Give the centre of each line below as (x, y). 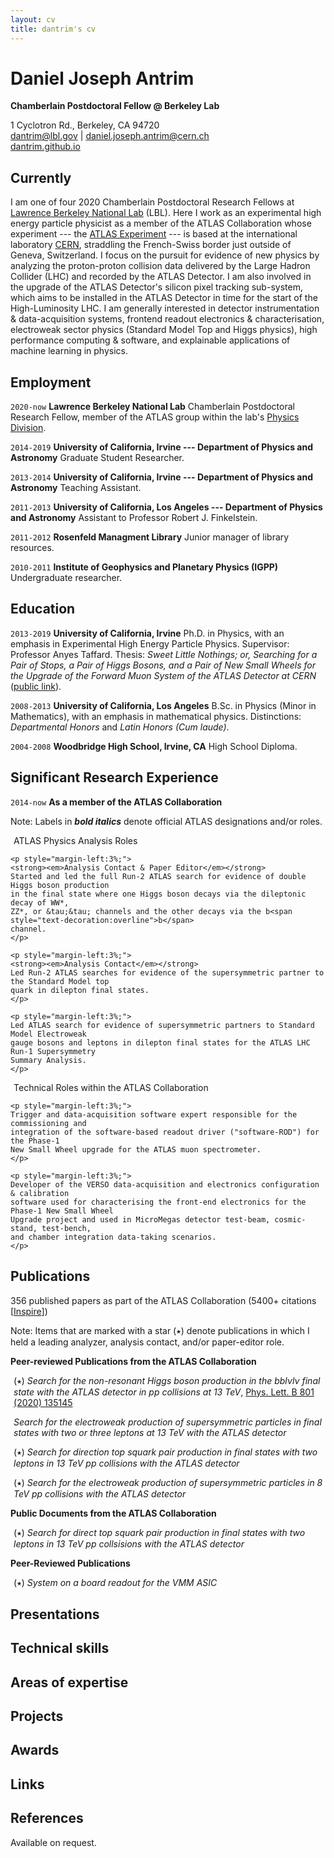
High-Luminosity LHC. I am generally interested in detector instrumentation (165, 308)
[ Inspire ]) (29, 1311)
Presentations (55, 1614)
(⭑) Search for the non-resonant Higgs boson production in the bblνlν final (167, 1380)
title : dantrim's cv (53, 29)
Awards (35, 1750)
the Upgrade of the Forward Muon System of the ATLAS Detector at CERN (163, 675)
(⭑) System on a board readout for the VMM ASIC (115, 1582)
